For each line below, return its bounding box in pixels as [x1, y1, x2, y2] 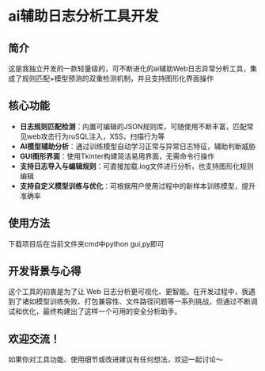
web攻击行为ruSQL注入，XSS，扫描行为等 [26, 132, 165, 141]
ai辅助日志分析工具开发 [8, 7, 159, 25]
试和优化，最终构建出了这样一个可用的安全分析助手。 [8, 307, 182, 316]
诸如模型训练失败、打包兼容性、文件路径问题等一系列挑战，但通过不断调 [21, 296, 258, 306]
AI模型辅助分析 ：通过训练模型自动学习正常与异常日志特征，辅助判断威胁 [19, 141, 256, 151]
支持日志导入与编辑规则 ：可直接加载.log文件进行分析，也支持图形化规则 [19, 161, 255, 170]
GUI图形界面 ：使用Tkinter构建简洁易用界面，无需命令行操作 [19, 151, 215, 161]
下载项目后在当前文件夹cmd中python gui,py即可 [8, 239, 165, 248]
